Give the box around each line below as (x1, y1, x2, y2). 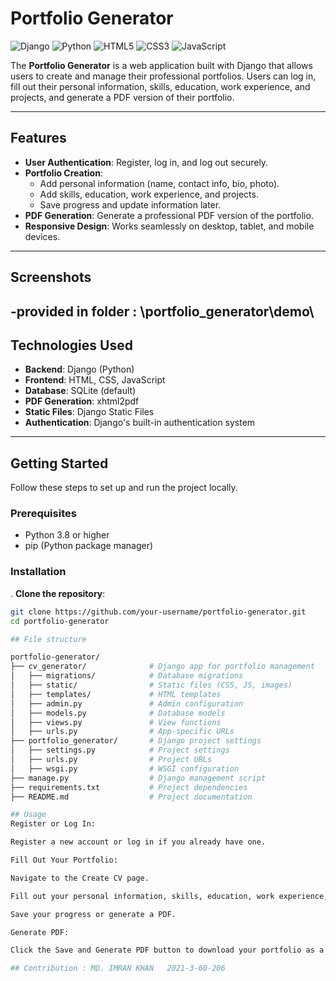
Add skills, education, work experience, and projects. (39, 188, 259, 200)
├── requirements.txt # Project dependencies (10, 782, 248, 792)
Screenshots (10, 269, 92, 286)
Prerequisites (10, 507, 77, 521)
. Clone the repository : (10, 587, 106, 599)
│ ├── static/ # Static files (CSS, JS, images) (10, 680, 293, 690)
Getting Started (10, 455, 109, 472)
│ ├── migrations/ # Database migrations (10, 671, 244, 681)
